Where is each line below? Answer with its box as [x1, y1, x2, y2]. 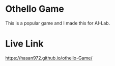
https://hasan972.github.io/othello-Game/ [5, 55, 93, 61]
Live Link [5, 38, 44, 50]
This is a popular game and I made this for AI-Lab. [5, 20, 110, 26]
